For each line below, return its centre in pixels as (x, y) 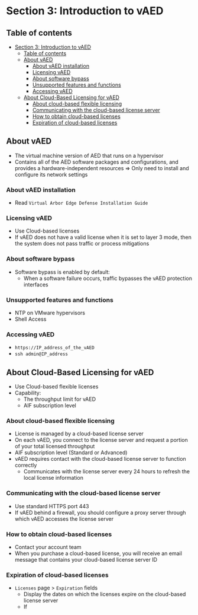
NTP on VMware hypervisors (50, 313)
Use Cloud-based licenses (47, 231)
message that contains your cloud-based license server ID (86, 560)
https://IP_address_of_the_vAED (54, 348)
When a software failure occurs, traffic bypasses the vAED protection (108, 278)
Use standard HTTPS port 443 (52, 506)
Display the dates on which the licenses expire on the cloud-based (105, 594)
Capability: (28, 393)
